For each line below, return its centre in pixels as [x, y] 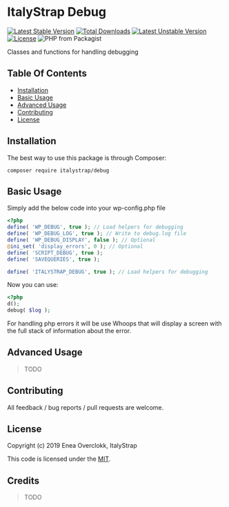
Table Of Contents [47, 73]
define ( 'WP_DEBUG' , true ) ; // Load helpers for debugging [96, 227]
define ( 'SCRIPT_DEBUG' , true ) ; [55, 252]
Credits [23, 480]
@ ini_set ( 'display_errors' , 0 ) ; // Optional [75, 246]
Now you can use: [33, 285]
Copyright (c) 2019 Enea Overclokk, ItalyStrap [72, 446]
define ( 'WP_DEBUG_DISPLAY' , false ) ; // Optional [81, 240]
